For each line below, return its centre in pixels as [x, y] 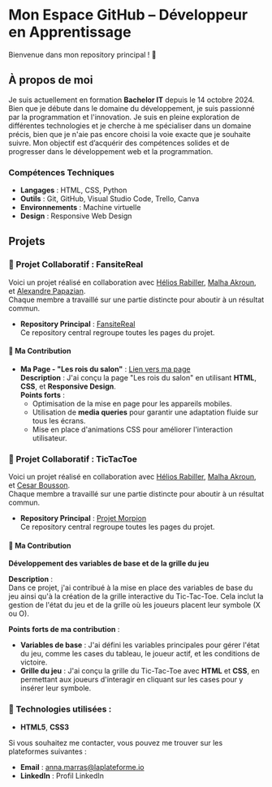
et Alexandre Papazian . [47, 290]
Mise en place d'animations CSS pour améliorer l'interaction [132, 429]
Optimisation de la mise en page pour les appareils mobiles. [132, 403]
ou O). [19, 613]
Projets [27, 241]
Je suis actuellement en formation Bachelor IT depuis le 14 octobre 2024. [132, 100]
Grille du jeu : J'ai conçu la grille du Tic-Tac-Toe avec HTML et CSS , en [140, 671]
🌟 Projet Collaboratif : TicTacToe [73, 458]
